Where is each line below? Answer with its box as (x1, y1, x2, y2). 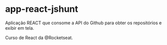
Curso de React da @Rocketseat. (5, 35, 73, 41)
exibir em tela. (5, 25, 34, 31)
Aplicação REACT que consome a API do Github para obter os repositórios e (5, 20, 162, 26)
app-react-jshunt (5, 3, 78, 15)
